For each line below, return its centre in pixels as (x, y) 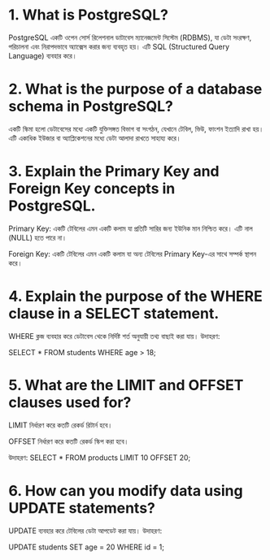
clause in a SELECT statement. (114, 314)
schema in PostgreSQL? (91, 106)
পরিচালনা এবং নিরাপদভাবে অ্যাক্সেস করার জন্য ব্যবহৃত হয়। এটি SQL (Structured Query (119, 46)
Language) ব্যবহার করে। (43, 55)
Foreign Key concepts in (92, 189)
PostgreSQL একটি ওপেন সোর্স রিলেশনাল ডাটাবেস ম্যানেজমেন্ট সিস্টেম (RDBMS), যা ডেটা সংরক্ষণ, (130, 37)
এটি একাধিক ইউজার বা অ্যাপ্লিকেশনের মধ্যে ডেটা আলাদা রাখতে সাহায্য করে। (95, 138)
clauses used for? (70, 402)
